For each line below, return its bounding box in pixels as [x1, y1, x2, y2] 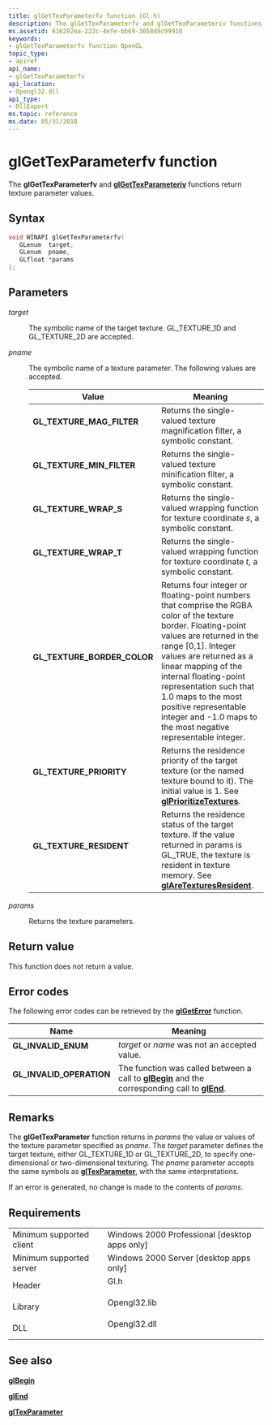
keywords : [8, 34, 42, 43]
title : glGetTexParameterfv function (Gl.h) [8, 11, 161, 20]
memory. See [160, 870, 212, 881]
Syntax [8, 212, 45, 226]
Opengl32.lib [107, 1297, 157, 1308]
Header [12, 1280, 41, 1291]
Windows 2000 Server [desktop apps [107, 1252, 251, 1263]
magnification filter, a [160, 425, 242, 436]
